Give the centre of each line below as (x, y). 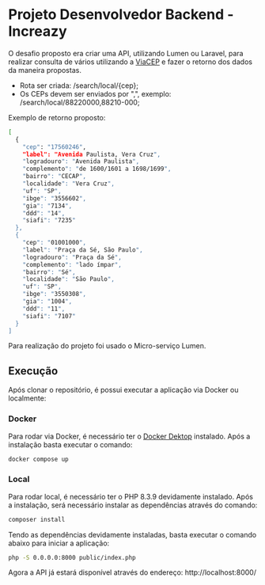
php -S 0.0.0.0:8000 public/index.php (72, 557)
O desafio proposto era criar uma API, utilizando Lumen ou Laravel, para (126, 53)
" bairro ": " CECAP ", (55, 177)
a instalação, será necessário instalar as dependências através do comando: (133, 505)
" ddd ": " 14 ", (44, 213)
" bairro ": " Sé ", (49, 272)
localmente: (27, 398)
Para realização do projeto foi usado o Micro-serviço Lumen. (107, 346)
